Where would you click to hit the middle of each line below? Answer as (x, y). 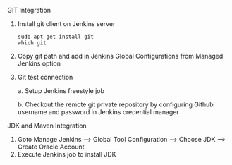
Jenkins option (39, 63)
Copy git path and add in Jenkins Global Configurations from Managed (120, 56)
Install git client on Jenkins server (66, 24)
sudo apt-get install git (55, 37)
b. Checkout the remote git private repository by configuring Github (115, 104)
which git (32, 43)
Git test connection (45, 77)
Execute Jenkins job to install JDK (67, 154)
